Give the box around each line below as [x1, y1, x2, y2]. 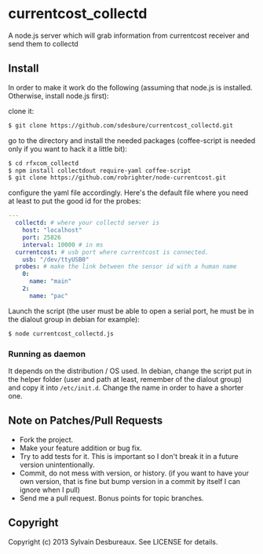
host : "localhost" [22, 226, 82, 234]
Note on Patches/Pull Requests [8, 414, 163, 427]
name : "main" [28, 277, 72, 285]
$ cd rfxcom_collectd [8, 159, 79, 167]
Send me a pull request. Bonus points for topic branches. [19, 493, 204, 503]
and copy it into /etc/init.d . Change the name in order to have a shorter [8, 383, 244, 392]
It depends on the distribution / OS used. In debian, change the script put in [8, 366, 252, 376]
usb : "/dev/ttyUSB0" [22, 255, 89, 263]
